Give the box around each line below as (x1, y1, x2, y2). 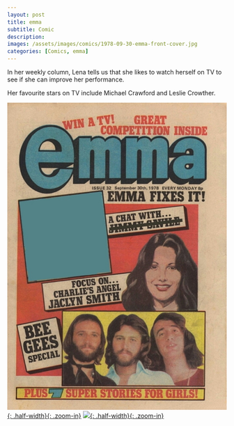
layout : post (7, 11, 45, 18)
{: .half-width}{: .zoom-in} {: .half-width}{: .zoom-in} (7, 411, 164, 420)
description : (7, 33, 45, 40)
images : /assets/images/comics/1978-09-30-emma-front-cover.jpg (7, 40, 198, 48)
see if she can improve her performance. (7, 75, 125, 84)
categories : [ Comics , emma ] (7, 48, 89, 55)
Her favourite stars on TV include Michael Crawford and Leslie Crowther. (7, 89, 216, 97)
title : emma (7, 18, 42, 26)
